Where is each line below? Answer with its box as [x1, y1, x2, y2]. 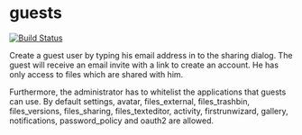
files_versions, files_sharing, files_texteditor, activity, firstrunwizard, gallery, [9, 105, 288, 116]
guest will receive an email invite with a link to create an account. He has [9, 59, 279, 70]
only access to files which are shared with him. [9, 68, 184, 79]
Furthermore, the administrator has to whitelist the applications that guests [9, 86, 287, 97]
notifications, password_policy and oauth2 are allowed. [9, 115, 215, 126]
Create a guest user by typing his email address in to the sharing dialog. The [9, 49, 293, 60]
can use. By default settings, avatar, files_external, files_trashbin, [9, 95, 251, 106]
